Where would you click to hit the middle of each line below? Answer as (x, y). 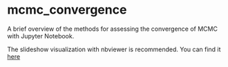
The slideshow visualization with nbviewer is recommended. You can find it (114, 49)
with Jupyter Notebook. (41, 36)
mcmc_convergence (67, 10)
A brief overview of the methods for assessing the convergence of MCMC (112, 29)
